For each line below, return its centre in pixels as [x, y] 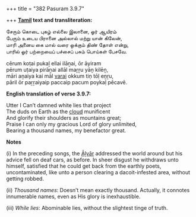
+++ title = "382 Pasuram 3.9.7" [45, 9]
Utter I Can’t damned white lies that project [59, 105]
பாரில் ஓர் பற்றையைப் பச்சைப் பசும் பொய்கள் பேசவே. [67, 52]
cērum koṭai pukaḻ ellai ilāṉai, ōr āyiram [54, 63]
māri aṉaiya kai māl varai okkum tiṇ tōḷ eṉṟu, [60, 76]
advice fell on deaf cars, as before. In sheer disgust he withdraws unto [93, 160]
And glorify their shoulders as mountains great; [64, 118]
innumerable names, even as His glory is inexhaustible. [73, 196]
